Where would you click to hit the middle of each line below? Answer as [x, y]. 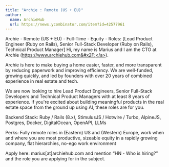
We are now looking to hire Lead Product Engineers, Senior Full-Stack [79, 91]
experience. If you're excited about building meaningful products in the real [85, 102]
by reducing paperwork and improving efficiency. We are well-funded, [79, 70]
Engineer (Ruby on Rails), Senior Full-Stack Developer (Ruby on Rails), [79, 44]
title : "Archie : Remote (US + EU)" [44, 10]
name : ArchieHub [27, 19]
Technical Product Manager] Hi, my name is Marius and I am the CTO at [81, 50]
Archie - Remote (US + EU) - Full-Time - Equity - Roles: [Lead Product [79, 39]
